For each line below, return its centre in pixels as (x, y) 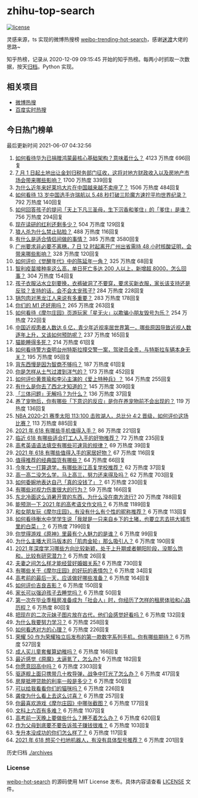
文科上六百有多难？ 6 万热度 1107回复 (60, 710)
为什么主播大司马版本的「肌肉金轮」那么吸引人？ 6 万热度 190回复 (95, 541)
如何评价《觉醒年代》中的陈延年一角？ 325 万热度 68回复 (85, 261)
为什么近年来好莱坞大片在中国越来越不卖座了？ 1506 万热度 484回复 (98, 187)
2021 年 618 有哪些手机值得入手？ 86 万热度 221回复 (78, 430)
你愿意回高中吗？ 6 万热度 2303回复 (59, 666)
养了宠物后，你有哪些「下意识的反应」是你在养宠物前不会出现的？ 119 (99, 401)
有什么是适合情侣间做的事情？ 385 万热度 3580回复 (77, 239)
